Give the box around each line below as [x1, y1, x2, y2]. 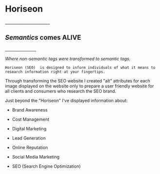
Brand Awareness [12, 107, 48, 112]
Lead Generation [12, 135, 46, 141]
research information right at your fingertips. [5, 69, 106, 74]
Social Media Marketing [12, 154, 60, 159]
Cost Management [12, 116, 50, 122]
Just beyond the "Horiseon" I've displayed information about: [5, 97, 128, 103]
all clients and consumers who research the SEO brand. [5, 88, 117, 94]
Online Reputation [12, 144, 48, 150]
